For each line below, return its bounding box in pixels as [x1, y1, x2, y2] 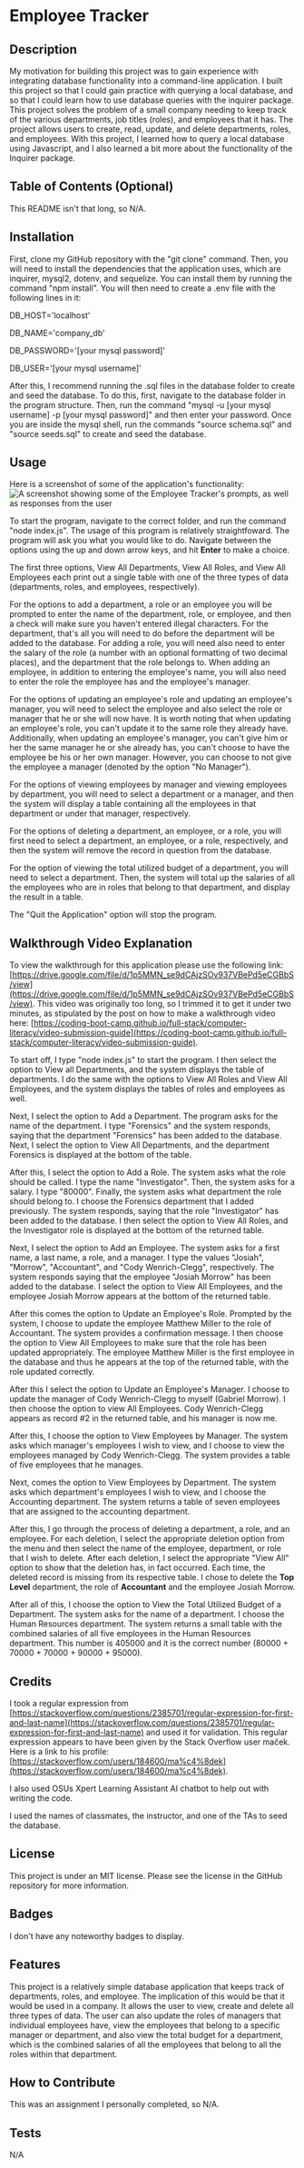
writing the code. [9, 1793, 74, 1804]
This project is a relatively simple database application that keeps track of [9, 1981, 285, 1992]
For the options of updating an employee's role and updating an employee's [9, 694, 293, 705]
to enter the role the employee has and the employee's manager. [9, 676, 251, 687]
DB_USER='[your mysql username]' [9, 363, 142, 373]
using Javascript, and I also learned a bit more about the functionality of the [9, 143, 293, 154]
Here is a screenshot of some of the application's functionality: [9, 479, 245, 490]
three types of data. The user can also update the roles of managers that [9, 2010, 281, 2021]
